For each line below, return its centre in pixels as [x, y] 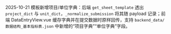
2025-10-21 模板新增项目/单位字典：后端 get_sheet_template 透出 [75, 7]
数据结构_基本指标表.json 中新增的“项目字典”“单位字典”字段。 [68, 26]
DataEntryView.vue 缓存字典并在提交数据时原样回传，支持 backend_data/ [88, 20]
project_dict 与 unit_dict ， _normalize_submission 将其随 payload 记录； [83, 13]
